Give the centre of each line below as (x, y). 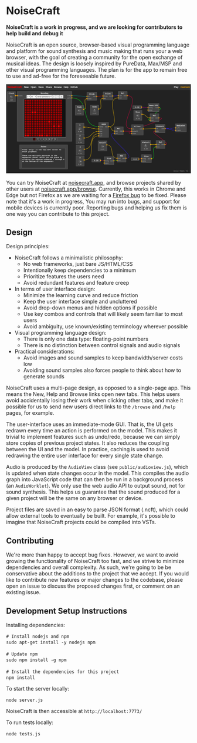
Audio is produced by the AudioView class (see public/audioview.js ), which (97, 467)
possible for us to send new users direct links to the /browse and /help (91, 407)
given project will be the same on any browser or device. (74, 498)
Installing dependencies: (36, 625)
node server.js (25, 700)
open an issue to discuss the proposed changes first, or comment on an (93, 586)
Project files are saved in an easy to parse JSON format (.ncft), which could (97, 509)
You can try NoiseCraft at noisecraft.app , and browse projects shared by (94, 182)
